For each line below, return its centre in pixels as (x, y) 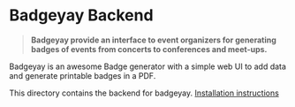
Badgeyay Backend (81, 15)
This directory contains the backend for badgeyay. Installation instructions (144, 93)
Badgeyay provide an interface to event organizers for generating (153, 40)
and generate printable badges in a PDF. (83, 75)
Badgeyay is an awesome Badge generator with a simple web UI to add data (148, 66)
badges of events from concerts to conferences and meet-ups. (149, 49)
